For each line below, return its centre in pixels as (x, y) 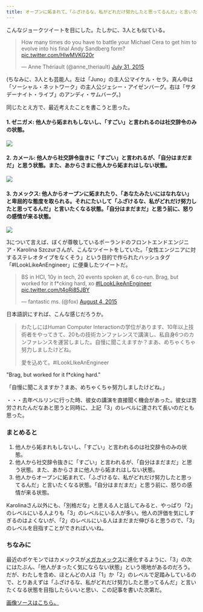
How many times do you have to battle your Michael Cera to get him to (109, 42)
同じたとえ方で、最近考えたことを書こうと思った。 (70, 107)
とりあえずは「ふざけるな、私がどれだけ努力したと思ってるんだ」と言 (104, 582)
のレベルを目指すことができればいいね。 (56, 528)
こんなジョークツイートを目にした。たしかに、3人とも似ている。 (87, 30)
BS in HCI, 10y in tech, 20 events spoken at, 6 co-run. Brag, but (100, 277)
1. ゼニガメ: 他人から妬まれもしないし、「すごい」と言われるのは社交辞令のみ (101, 122)
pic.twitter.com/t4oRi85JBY (55, 290)
